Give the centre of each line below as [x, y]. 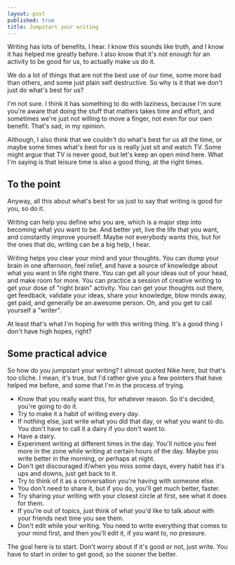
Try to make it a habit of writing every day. [79, 414]
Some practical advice [57, 353]
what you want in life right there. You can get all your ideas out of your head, [118, 273]
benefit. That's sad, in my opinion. [56, 126]
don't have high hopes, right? [50, 331]
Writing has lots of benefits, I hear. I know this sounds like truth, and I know [116, 47]
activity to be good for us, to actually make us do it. [81, 62]
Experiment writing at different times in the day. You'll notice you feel [117, 444]
